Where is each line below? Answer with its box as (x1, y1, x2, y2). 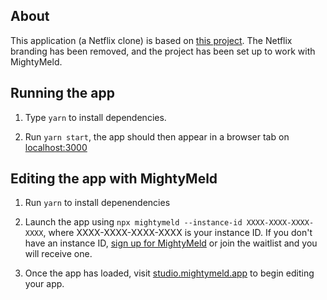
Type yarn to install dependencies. (24, 111, 167, 123)
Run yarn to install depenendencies (24, 197, 171, 209)
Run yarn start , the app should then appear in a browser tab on (24, 130, 290, 143)
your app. (24, 278, 65, 290)
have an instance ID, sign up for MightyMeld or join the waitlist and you (24, 237, 318, 249)
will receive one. (24, 248, 93, 260)
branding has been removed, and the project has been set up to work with (10, 45, 316, 57)
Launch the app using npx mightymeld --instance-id (24, 216, 243, 228)
